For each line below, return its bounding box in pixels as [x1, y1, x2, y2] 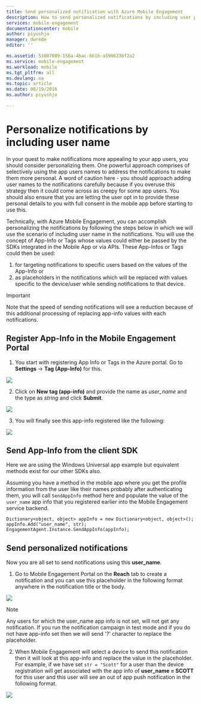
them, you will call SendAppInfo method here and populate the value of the [6, 492, 188, 499]
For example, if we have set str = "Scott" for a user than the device [14, 661, 184, 668]
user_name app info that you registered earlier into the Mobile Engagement [6, 498, 188, 505]
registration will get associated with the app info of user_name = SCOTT [14, 668, 194, 675]
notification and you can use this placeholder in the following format [14, 577, 183, 584]
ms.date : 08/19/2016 [6, 86, 58, 93]
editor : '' [6, 42, 33, 48]
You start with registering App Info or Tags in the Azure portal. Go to [14, 358, 183, 365]
